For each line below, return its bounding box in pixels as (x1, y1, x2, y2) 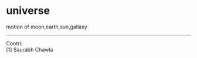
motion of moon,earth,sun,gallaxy (6, 23, 88, 30)
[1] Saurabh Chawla (6, 46, 53, 53)
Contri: (6, 39, 23, 47)
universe (6, 4, 50, 17)
